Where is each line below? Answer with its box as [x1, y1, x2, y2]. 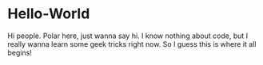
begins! [7, 48, 33, 57]
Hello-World [7, 5, 90, 23]
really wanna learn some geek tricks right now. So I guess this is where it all [7, 39, 257, 48]
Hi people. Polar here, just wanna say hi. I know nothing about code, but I [7, 31, 249, 40]
